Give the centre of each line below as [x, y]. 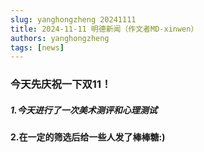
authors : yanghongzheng [60, 38]
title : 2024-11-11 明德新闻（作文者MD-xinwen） [104, 29]
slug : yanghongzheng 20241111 [73, 19]
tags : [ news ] [37, 47]
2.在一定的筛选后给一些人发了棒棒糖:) [88, 137]
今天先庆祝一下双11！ [61, 84]
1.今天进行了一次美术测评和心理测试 [84, 110]
